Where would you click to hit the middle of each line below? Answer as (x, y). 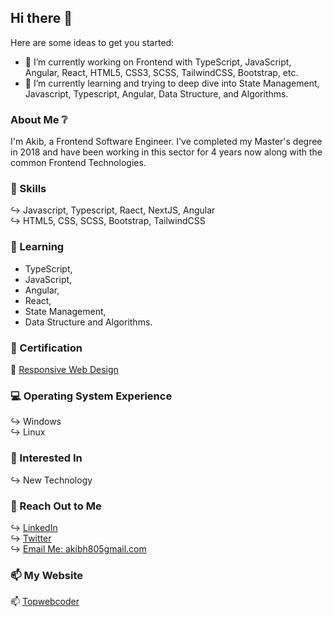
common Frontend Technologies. (78, 163)
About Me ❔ (39, 119)
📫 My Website (47, 575)
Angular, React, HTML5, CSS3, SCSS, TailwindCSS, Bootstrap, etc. (161, 72)
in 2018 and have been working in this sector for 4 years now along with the (166, 152)
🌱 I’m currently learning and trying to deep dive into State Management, (172, 83)
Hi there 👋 (41, 18)
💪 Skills (28, 189)
